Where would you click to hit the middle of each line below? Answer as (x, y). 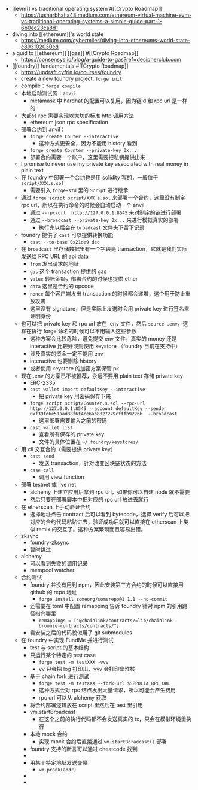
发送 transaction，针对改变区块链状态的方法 (92, 463)
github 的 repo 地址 (54, 592)
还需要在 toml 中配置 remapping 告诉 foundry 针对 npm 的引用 (106, 606)
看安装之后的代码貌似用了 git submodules (81, 633)
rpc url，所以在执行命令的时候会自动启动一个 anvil (83, 205)
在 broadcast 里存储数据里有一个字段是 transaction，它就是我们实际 (104, 249)
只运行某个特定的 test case (63, 655)
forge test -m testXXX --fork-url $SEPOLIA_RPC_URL (104, 683)
